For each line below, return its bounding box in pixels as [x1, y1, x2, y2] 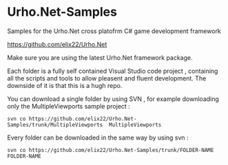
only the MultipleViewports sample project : [7, 102, 131, 110]
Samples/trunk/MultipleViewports [7, 121, 103, 128]
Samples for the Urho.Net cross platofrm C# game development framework [7, 27, 222, 35]
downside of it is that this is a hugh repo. [7, 81, 123, 89]
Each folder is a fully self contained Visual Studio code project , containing [7, 67, 218, 75]
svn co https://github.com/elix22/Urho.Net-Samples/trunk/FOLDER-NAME [7, 146, 214, 153]
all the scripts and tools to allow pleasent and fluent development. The [7, 74, 207, 82]
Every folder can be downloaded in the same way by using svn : [7, 133, 189, 142]
